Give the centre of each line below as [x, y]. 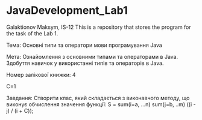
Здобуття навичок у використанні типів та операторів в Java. [85, 63]
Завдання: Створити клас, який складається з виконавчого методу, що [98, 98]
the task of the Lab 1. [32, 33]
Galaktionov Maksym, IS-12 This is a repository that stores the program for [99, 27]
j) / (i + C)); [20, 110]
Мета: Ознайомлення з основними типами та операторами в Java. [92, 56]
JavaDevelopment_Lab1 [67, 10]
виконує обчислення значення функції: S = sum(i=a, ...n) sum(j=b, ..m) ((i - [101, 104]
